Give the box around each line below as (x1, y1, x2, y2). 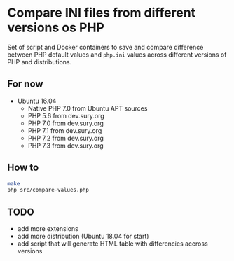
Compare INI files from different (7, 5, 196, 21)
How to (7, 162, 39, 174)
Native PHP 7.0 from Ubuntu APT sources (27, 104, 148, 113)
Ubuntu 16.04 (17, 97, 57, 105)
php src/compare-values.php (7, 187, 90, 194)
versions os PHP (7, 20, 105, 36)
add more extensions (17, 225, 79, 233)
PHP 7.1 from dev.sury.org (27, 126, 102, 134)
